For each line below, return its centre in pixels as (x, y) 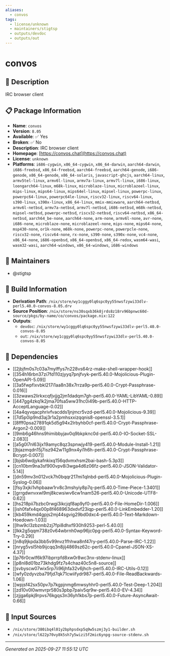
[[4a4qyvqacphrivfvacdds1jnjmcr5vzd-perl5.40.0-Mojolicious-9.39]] (84, 412)
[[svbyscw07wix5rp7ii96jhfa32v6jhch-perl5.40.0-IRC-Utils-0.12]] (80, 569)
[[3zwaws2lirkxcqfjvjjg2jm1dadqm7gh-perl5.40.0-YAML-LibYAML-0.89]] (88, 396)
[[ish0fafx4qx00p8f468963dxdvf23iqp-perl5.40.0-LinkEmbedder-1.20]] (88, 509)
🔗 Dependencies (32, 357)
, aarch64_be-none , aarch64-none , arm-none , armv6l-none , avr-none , (94, 218)
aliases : (14, 10)
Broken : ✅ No (27, 142)
